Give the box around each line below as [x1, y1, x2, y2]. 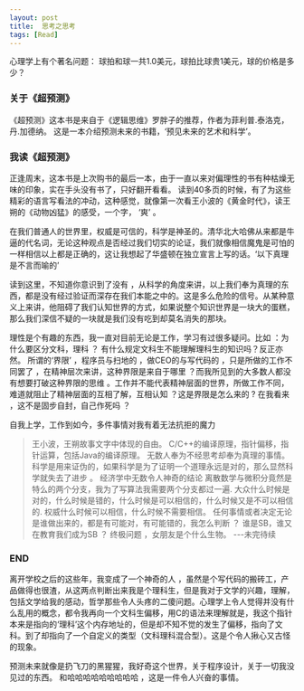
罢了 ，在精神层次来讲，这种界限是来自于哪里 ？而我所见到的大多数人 [16, 365, 276, 376]
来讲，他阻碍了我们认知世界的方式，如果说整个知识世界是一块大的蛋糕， [24, 301, 295, 312]
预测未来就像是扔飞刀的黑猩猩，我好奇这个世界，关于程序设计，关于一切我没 [9, 661, 295, 672]
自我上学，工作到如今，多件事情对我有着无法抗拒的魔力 [9, 419, 215, 430]
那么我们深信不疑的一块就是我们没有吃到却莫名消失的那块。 [9, 313, 232, 324]
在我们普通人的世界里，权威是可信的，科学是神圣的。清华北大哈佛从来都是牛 [9, 225, 295, 236]
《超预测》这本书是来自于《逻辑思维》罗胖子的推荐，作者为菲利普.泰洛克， [9, 114, 290, 125]
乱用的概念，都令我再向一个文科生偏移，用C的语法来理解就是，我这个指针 [16, 608, 293, 619]
